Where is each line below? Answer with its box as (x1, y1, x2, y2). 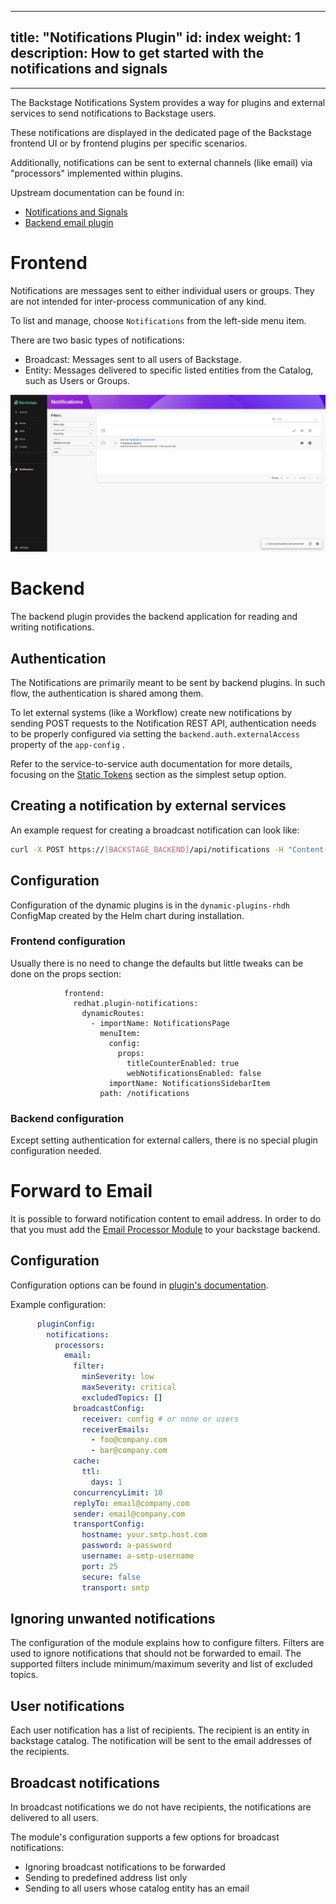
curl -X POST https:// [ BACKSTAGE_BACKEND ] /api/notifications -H (10, 844, 284, 855)
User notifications (10, 1697, 125, 1715)
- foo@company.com (90, 1435, 168, 1445)
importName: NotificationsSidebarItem (108, 1078, 271, 1088)
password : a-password (81, 1541, 172, 1551)
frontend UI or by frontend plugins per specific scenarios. (10, 137, 248, 149)
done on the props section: (10, 967, 122, 980)
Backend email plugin (24, 216, 114, 228)
